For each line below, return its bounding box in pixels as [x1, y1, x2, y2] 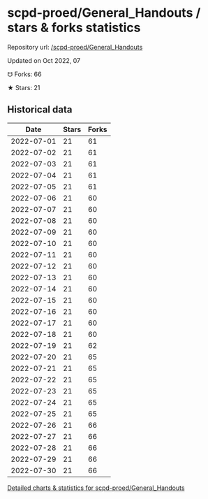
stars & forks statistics [7, 20, 141, 36]
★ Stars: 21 [7, 83, 40, 92]
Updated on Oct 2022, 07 [7, 56, 81, 64]
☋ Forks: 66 [7, 70, 42, 78]
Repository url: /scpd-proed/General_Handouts [7, 43, 143, 51]
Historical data [7, 103, 73, 116]
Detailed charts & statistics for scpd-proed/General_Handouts [7, 484, 185, 492]
